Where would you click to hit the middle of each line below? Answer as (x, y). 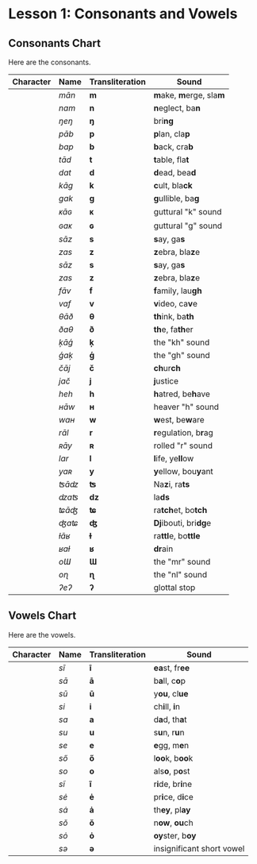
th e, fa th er (173, 329)
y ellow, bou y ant (184, 471)
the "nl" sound (180, 575)
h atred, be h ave (182, 394)
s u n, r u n (169, 732)
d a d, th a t (170, 719)
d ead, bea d (175, 173)
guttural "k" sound (188, 212)
